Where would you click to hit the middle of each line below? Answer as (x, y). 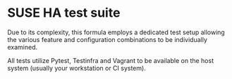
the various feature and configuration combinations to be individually (108, 39)
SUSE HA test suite (64, 13)
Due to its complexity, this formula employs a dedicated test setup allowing (116, 32)
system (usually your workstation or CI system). (77, 68)
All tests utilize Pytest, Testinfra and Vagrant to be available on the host (110, 60)
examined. (23, 47)
